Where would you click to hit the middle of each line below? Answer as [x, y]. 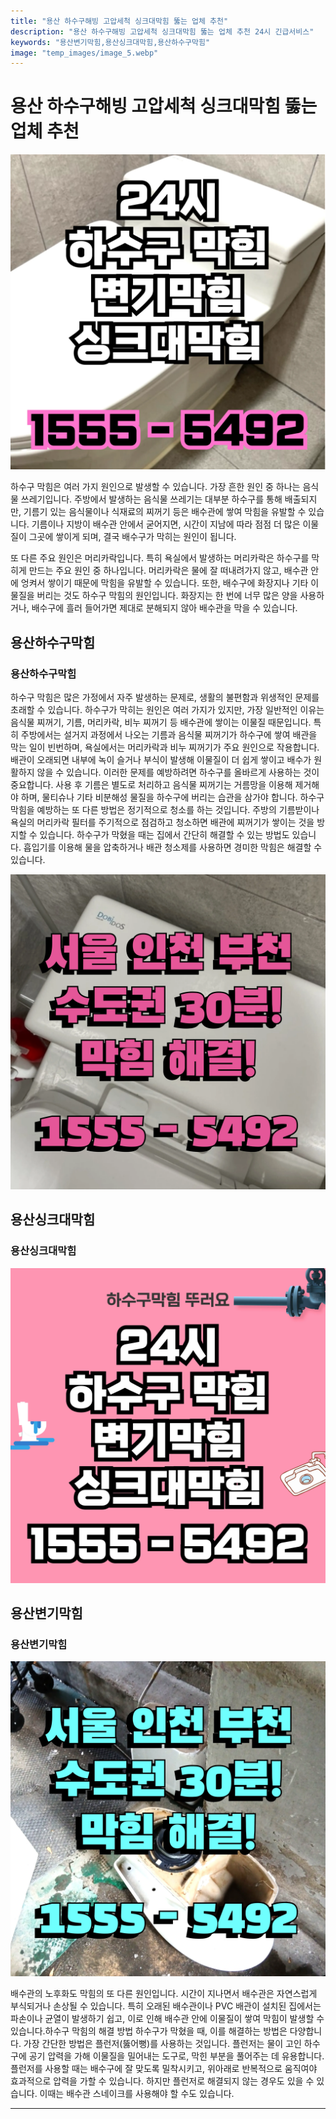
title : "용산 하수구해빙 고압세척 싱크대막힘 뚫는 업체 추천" [119, 21]
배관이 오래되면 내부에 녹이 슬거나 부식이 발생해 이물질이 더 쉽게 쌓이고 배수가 [161, 759]
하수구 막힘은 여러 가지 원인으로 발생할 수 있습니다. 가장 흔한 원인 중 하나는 [155, 487]
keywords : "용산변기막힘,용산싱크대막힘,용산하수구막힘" [110, 42]
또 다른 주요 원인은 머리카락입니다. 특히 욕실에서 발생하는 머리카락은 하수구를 [160, 558]
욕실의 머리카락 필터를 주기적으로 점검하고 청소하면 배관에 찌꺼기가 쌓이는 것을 [162, 822]
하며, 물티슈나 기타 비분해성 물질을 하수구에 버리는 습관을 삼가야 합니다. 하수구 [172, 797]
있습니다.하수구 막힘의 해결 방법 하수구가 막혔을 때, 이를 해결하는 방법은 [149, 2031]
